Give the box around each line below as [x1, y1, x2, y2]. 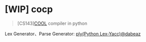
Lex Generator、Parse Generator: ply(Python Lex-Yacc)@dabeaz [5, 30, 141, 36]
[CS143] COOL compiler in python [17, 20, 87, 26]
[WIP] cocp [5, 4, 53, 15]
